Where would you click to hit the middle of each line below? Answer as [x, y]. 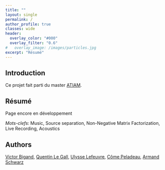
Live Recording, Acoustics [32, 129]
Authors [19, 144]
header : [13, 33]
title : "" [16, 10]
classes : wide [20, 29]
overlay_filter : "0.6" [34, 43]
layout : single [21, 15]
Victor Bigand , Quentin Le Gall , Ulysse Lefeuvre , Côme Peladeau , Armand [82, 157]
